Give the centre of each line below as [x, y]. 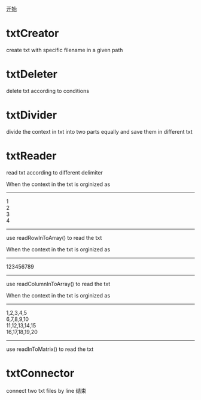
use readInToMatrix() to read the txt [50, 349]
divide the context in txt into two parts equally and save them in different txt [99, 131]
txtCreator [33, 33]
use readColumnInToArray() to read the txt [58, 284]
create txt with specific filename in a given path [65, 50]
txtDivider [32, 115]
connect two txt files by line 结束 [46, 390]
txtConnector [40, 373]
